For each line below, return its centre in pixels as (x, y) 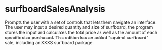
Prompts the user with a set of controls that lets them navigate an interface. (81, 22)
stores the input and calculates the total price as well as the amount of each (81, 32)
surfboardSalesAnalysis (55, 9)
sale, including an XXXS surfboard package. (50, 42)
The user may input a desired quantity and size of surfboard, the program (79, 27)
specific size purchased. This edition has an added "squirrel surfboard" (77, 37)
